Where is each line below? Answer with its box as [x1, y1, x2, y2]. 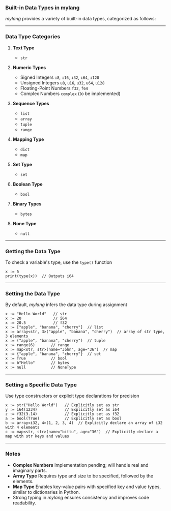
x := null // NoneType [5, 365, 76, 370]
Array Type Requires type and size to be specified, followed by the [12, 472, 154, 479]
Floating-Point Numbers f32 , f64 [20, 85, 88, 91]
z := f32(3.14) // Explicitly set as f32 [5, 411, 120, 417]
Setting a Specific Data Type [5, 381, 77, 388]
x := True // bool [5, 356, 67, 361]
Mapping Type [12, 136, 44, 142]
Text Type [12, 45, 35, 51]
